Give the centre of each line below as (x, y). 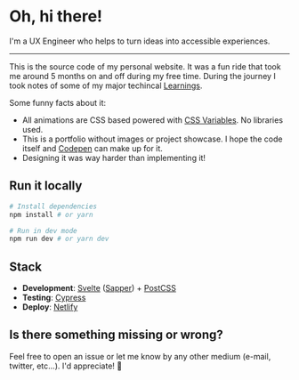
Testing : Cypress (54, 298)
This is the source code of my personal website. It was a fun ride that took (145, 66)
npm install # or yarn (51, 214)
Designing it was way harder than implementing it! (114, 158)
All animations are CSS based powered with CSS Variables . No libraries (152, 120)
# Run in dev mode (43, 230)
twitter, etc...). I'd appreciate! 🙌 (66, 366)
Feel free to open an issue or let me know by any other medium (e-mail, (140, 356)
